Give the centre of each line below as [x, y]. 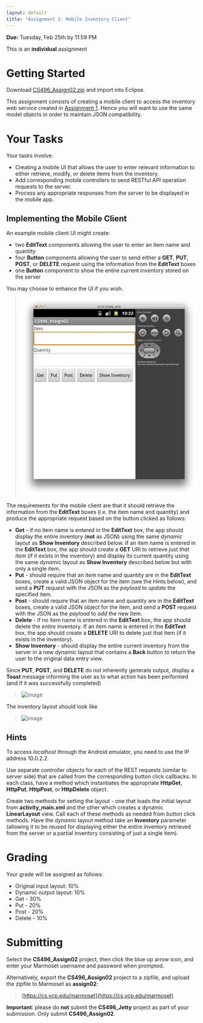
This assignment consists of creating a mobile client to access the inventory [101, 102]
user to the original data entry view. [59, 658]
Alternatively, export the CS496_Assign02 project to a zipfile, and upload [98, 977]
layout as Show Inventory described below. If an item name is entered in [105, 543]
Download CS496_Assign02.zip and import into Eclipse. [76, 90]
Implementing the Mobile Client [66, 219]
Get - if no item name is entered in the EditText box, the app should [99, 530]
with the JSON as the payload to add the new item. [79, 614]
